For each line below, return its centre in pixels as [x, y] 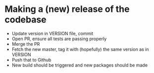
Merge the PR [26, 44]
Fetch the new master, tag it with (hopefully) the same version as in [80, 49]
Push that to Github [31, 60]
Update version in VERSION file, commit [52, 33]
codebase [26, 20]
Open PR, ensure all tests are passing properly [59, 39]
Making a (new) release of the [67, 9]
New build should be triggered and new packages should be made [80, 65]
